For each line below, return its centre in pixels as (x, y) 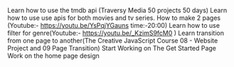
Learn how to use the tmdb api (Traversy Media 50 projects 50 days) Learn (117, 10)
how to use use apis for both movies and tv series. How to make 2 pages (114, 18)
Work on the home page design (53, 56)
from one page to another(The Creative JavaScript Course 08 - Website (113, 41)
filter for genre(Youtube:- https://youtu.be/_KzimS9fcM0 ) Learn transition (116, 33)
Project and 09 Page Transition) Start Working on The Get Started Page (112, 48)
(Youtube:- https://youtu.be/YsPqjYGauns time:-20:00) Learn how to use (114, 25)
